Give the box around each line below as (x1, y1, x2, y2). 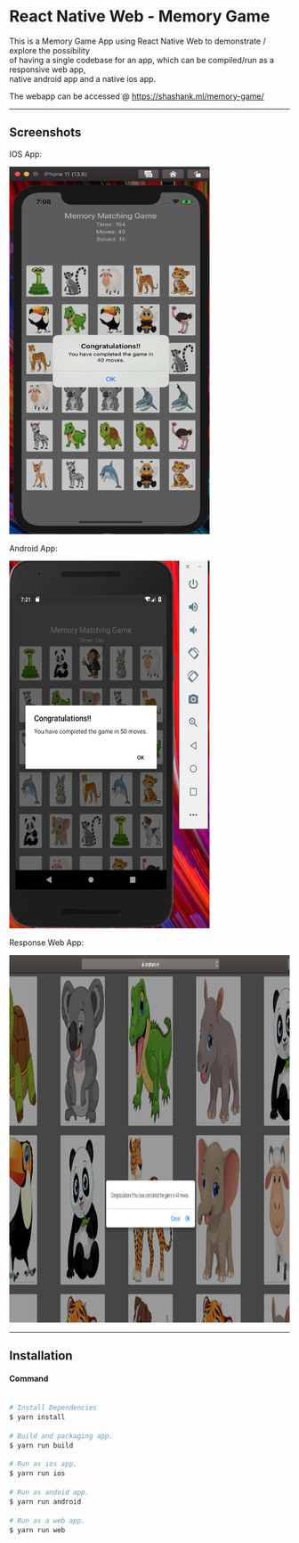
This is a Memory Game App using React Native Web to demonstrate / (9, 36, 267, 46)
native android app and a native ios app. (9, 73, 157, 84)
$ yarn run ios (9, 1469, 66, 1478)
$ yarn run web (9, 1525, 66, 1534)
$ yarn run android (9, 1497, 82, 1506)
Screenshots (9, 125, 82, 140)
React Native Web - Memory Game (9, 6, 271, 27)
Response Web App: (9, 937, 85, 948)
